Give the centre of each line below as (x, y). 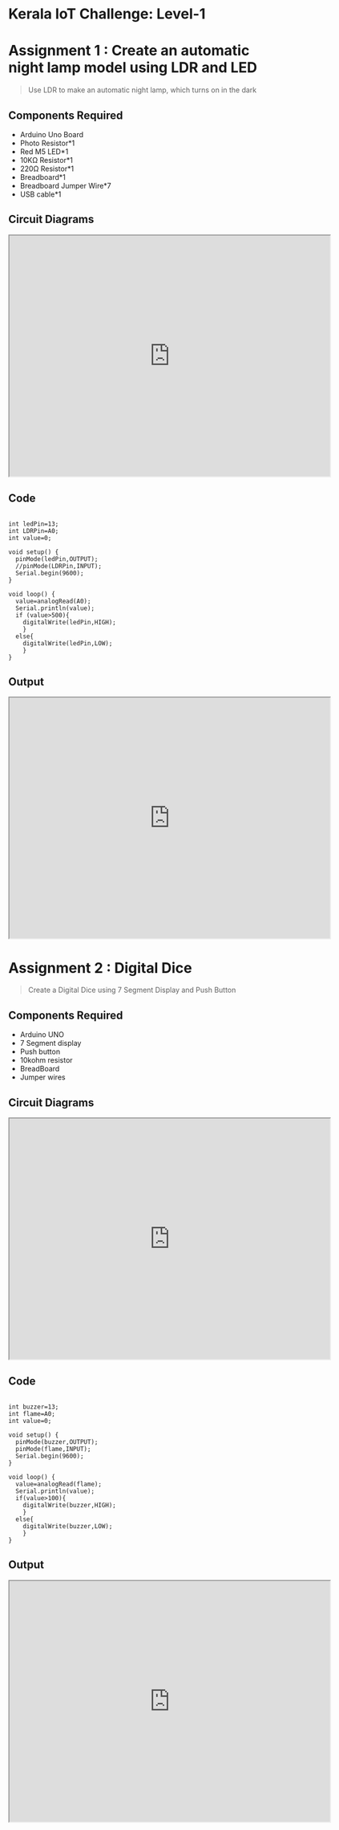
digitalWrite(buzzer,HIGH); (69, 1505)
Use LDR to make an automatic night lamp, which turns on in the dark (142, 90)
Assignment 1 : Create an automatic (129, 51)
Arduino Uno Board (52, 134)
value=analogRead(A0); (53, 601)
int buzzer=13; (34, 1407)
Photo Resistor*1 (47, 143)
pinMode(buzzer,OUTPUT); (57, 1442)
